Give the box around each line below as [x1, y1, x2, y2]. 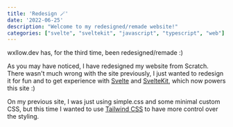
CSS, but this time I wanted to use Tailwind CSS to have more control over [7, 105, 218, 113]
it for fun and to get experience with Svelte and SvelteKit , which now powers [7, 77, 226, 85]
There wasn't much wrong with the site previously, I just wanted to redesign [7, 69, 224, 78]
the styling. [7, 112, 40, 121]
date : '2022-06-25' [7, 17, 64, 24]
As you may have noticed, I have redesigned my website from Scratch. [7, 62, 209, 70]
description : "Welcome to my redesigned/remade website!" [7, 23, 178, 30]
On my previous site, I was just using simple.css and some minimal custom [7, 98, 221, 106]
